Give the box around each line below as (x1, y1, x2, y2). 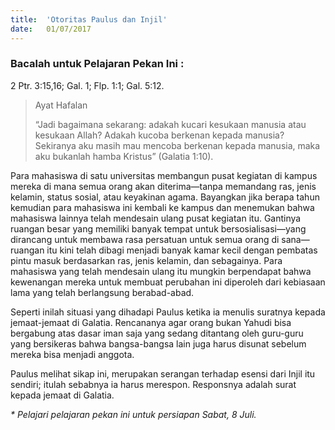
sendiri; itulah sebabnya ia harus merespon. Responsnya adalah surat (10, 378, 297, 390)
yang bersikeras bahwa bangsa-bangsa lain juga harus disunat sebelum (10, 337, 307, 350)
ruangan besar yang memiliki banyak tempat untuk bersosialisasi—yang (10, 222, 307, 235)
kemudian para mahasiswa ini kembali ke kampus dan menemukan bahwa (10, 201, 315, 213)
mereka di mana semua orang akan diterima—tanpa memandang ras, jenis (10, 180, 317, 192)
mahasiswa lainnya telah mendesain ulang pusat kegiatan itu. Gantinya (10, 212, 302, 224)
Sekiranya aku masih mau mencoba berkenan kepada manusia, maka (34, 139, 321, 151)
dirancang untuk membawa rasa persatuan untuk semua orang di (10, 233, 280, 245)
